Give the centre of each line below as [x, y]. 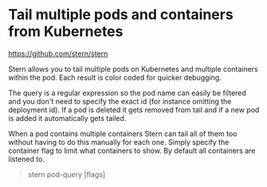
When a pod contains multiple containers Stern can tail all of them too [123, 134]
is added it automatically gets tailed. [67, 118]
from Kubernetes [66, 31]
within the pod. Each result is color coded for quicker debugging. [115, 77]
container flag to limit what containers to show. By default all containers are [132, 150]
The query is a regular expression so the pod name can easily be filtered [128, 92]
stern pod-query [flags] [67, 174]
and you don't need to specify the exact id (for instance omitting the [120, 101]
